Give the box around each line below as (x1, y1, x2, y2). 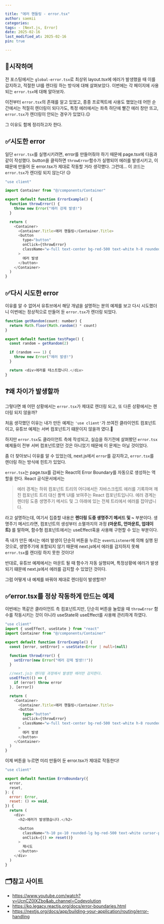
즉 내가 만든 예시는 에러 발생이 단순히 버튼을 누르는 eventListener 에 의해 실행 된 (5, 537, 158, 543)
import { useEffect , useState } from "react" (5, 626, 99, 631)
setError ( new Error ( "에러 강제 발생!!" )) (14, 658, 93, 663)
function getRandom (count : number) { (5, 319, 82, 323)
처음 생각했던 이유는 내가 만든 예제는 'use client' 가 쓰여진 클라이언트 (5, 419, 140, 426)
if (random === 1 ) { (9, 350, 51, 355)
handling (12, 913, 30, 919)
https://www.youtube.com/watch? (12, 893, 81, 899)
